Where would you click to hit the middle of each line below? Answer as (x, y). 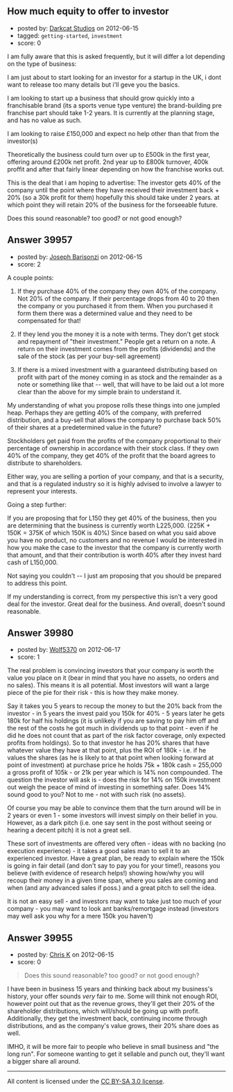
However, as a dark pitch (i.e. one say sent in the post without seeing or (110, 823)
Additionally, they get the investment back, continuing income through (107, 1018)
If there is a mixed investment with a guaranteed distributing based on (117, 369)
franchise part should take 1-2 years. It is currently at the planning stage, (111, 112)
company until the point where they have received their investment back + (113, 190)
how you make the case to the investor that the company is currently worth (114, 547)
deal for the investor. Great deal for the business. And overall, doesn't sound (116, 604)
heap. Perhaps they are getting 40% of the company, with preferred (104, 412)
